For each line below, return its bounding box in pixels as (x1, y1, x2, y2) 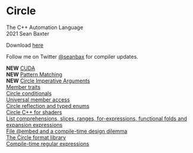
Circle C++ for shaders (6, 109, 62, 116)
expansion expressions (6, 121, 63, 128)
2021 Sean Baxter (6, 30, 49, 37)
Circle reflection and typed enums (6, 102, 90, 109)
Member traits (6, 83, 40, 90)
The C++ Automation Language (6, 24, 84, 31)
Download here (6, 42, 43, 49)
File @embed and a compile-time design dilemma (6, 128, 128, 135)
